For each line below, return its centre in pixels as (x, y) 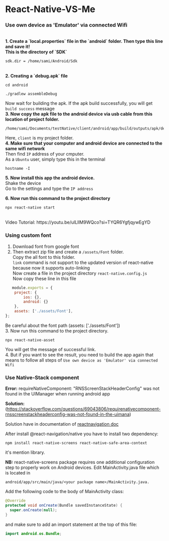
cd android (17, 85)
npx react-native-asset (30, 340)
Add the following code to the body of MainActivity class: (65, 492)
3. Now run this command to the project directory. (57, 330)
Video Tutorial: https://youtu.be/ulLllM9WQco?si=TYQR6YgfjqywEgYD (78, 222)
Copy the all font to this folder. (44, 257)
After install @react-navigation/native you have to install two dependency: (82, 434)
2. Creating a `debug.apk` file (36, 76)
